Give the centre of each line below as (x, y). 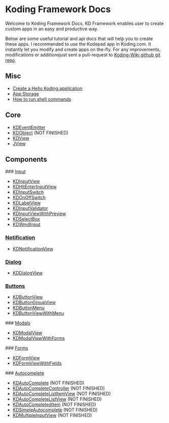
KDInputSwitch (28, 192)
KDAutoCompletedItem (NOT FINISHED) (54, 405)
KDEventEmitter (29, 127)
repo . (11, 60)
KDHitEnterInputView (35, 187)
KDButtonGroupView (34, 302)
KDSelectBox (26, 219)
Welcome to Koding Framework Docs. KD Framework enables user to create (85, 23)
